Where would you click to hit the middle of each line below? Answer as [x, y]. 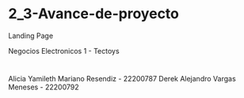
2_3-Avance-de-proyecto [94, 14]
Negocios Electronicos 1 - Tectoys [64, 51]
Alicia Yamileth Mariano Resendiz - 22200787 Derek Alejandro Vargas [122, 79]
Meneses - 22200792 [44, 87]
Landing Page [31, 36]
